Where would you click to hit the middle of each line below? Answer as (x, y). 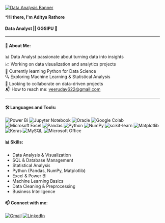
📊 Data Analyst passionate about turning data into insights (65, 57)
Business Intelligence (34, 191)
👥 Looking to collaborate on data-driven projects (54, 84)
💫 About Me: (18, 45)
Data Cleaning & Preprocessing (44, 186)
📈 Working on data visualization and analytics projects (61, 64)
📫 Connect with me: (27, 203)
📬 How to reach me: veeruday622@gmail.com (53, 89)
